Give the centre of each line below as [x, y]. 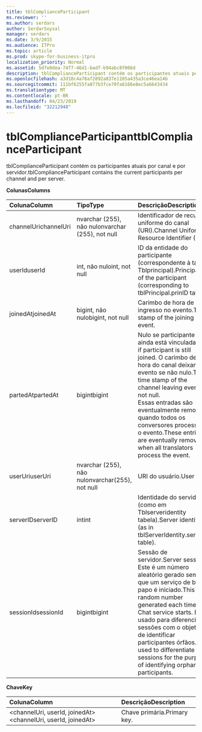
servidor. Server [160, 560]
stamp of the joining [166, 318]
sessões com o [159, 627]
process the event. [164, 455]
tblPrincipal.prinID [163, 293]
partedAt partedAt [34, 395]
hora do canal [157, 365]
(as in [146, 527]
